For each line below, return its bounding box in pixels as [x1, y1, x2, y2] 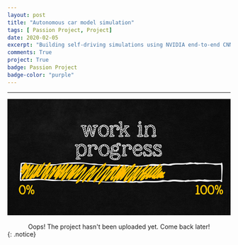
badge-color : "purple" [7, 71, 74, 78]
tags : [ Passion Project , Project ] [7, 26, 113, 33]
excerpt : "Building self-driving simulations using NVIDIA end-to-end [7, 41, 220, 49]
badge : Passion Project [7, 64, 78, 71]
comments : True [7, 49, 52, 56]
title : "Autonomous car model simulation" [7, 18, 135, 26]
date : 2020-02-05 [7, 34, 59, 41]
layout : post [7, 11, 46, 18]
